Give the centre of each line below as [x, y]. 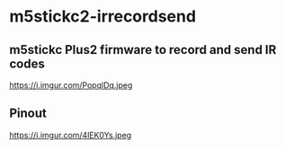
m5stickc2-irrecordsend [102, 17]
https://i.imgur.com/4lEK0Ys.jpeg [71, 135]
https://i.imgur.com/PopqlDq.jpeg [71, 85]
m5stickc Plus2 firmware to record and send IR [143, 50]
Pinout [28, 114]
